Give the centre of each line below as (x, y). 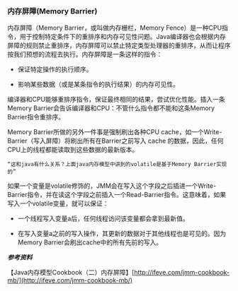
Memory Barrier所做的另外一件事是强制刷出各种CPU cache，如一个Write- (115, 132)
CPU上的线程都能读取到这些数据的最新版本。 (73, 150)
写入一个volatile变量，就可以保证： (58, 203)
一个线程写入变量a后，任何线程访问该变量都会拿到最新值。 (103, 219)
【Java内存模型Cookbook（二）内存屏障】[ (71, 273)
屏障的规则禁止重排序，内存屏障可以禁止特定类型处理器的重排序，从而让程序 (119, 46)
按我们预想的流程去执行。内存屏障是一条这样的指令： (85, 54)
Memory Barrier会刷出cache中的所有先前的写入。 (90, 242)
